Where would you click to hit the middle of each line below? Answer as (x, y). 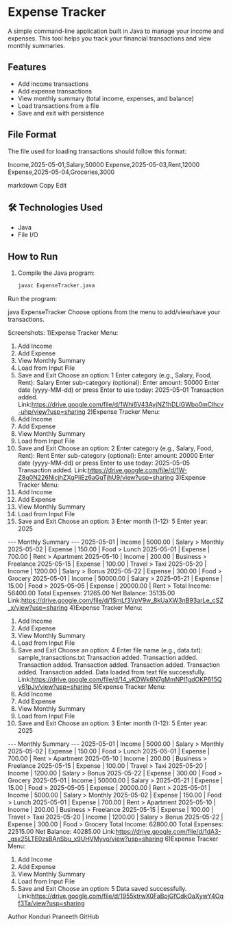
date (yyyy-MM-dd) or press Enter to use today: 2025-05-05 (104, 463)
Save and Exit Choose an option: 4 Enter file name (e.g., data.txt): (110, 650)
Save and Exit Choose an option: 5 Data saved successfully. (102, 889)
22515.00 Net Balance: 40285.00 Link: (62, 832)
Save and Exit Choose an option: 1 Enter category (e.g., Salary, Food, (114, 375)
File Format (32, 135)
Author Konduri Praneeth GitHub (53, 917)
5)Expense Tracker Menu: (130, 687)
